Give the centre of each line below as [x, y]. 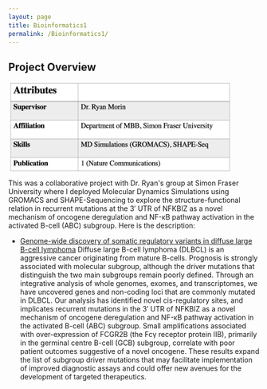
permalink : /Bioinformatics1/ [59, 34]
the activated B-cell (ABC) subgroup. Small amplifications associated [133, 326]
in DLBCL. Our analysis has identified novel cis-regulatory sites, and [131, 300]
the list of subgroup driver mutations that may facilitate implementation [136, 360]
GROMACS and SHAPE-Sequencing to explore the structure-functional [124, 200]
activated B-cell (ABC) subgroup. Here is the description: [102, 226]
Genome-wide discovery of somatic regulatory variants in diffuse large [136, 241]
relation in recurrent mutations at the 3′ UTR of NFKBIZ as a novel [116, 208]
